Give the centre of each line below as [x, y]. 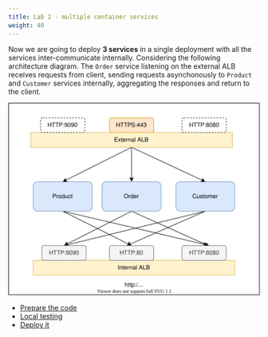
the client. [25, 91]
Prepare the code [48, 308]
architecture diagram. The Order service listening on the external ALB [122, 66]
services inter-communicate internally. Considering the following [114, 57]
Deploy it [34, 325]
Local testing [41, 316]
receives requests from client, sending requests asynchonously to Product [130, 74]
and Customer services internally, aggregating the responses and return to [129, 83]
